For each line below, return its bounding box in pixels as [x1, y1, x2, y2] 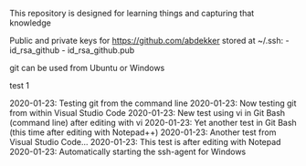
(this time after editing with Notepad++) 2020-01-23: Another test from [9, 127, 277, 138]
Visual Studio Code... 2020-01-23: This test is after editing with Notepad [9, 137, 281, 147]
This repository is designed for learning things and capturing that [9, 8, 255, 18]
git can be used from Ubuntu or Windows [9, 63, 165, 73]
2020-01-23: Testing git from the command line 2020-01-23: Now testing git [9, 98, 297, 109]
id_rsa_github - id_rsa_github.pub [9, 45, 135, 56]
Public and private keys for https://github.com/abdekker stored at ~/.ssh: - [9, 36, 290, 46]
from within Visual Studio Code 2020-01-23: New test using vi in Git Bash [9, 108, 286, 118]
